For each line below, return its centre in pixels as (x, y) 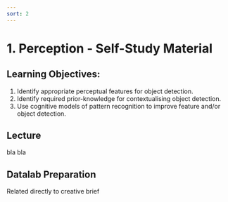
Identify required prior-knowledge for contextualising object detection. (119, 98)
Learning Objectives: (53, 74)
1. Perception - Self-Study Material (109, 48)
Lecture (24, 136)
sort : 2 (18, 14)
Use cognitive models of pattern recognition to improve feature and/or (119, 106)
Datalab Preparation (51, 174)
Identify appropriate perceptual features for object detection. (105, 91)
